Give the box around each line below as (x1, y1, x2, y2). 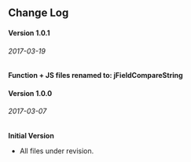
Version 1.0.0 (8, 88, 53, 98)
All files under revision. (19, 145, 94, 156)
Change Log (8, 6, 69, 20)
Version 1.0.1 (8, 28, 50, 38)
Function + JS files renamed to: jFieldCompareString (8, 71, 183, 80)
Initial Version (8, 131, 55, 140)
